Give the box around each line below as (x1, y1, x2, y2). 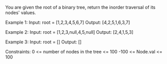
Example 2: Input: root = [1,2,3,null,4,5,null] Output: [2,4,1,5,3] (5, 29, 134, 35)
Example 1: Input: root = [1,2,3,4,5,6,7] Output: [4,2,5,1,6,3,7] (5, 20, 130, 25)
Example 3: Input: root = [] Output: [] (5, 39, 82, 45)
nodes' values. (5, 10, 36, 16)
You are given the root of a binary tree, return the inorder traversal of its (5, 5, 156, 10)
